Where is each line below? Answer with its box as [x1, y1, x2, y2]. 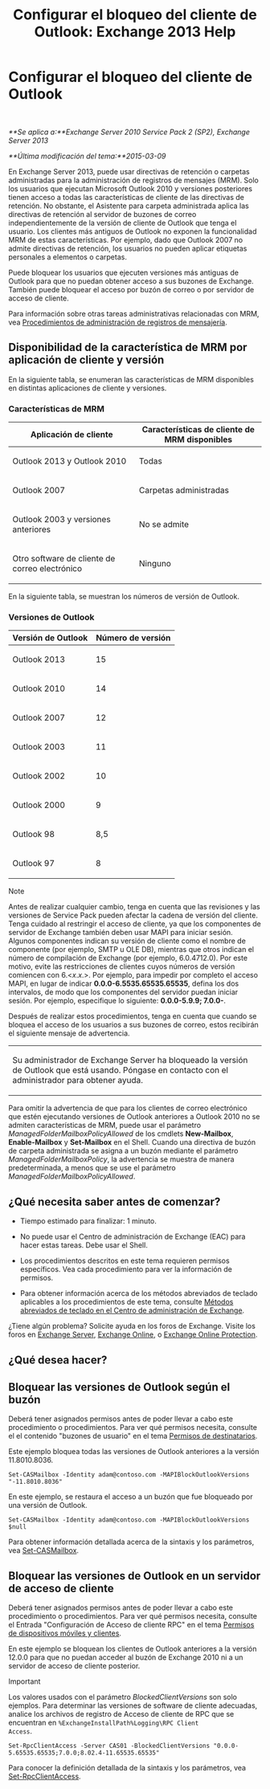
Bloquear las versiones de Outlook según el [8, 1380, 231, 1394]
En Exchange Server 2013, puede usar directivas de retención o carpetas [8, 166, 251, 176]
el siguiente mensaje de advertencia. [8, 1028, 130, 1038]
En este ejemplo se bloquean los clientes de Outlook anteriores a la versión [8, 1644, 257, 1654]
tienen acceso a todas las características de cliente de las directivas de [8, 192, 245, 202]
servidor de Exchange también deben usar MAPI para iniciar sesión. [8, 928, 233, 937]
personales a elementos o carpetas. [8, 251, 127, 262]
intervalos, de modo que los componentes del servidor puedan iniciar [8, 987, 239, 997]
